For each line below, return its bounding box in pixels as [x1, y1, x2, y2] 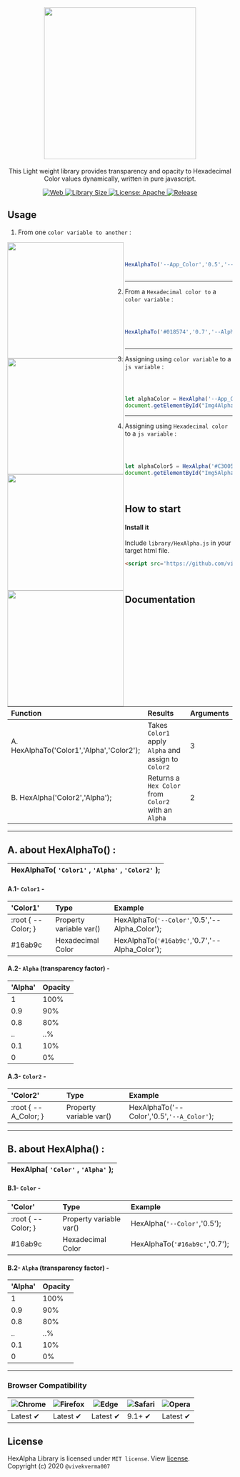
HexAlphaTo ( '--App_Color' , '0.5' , [124, 261, 224, 269]
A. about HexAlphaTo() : [7, 844, 116, 856]
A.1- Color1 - [7, 885, 45, 893]
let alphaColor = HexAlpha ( [124, 396, 209, 403]
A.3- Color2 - [7, 1072, 46, 1081]
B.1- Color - [7, 1183, 41, 1193]
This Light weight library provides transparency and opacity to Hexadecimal [8, 166, 232, 175]
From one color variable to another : [17, 228, 132, 236]
